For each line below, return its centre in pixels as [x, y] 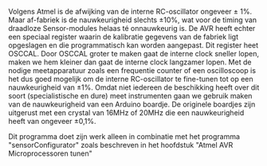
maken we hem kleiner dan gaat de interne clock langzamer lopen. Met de [130, 62]
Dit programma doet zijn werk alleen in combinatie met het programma [124, 137]
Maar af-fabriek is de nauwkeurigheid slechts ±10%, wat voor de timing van [133, 20]
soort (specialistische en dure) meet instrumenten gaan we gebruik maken [130, 96]
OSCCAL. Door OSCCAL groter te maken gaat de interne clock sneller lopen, [133, 54]
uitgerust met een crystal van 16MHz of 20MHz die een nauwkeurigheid [126, 113]
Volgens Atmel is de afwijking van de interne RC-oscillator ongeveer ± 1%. [130, 12]
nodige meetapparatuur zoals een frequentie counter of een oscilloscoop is [132, 70]
